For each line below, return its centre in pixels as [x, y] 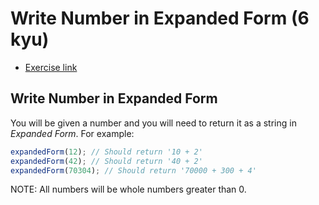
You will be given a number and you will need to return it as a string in [153, 123]
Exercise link [51, 67]
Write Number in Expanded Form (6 [160, 18]
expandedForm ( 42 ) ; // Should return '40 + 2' [106, 161]
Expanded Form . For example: [72, 133]
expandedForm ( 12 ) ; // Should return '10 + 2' [106, 152]
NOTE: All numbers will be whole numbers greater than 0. [128, 189]
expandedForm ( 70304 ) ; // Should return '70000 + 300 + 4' [133, 170]
